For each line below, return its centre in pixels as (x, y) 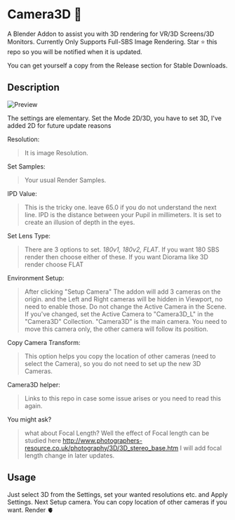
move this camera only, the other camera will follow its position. (116, 329)
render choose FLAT (54, 264)
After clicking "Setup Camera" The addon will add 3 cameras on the (122, 292)
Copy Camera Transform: (44, 342)
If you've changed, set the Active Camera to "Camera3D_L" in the (119, 314)
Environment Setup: (36, 278)
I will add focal (201, 448)
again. (33, 405)
